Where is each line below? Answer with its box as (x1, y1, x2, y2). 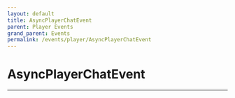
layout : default (7, 10, 55, 17)
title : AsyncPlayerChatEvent (7, 17, 92, 24)
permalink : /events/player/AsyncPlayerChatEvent (7, 36, 152, 43)
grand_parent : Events (7, 29, 71, 37)
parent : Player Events (7, 23, 73, 30)
